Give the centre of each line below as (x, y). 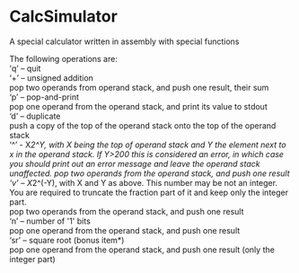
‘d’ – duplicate (35, 116)
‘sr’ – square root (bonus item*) (67, 240)
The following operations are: (64, 58)
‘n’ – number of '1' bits (50, 221)
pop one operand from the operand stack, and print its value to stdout (138, 106)
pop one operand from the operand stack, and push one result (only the (142, 250)
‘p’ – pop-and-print (44, 97)
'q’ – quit (25, 68)
